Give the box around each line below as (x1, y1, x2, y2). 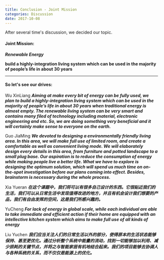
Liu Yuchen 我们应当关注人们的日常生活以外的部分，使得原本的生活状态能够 (5, 231, 156, 237)
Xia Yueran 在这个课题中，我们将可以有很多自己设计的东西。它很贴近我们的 (5, 184, 156, 190)
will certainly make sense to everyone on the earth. (5, 123, 111, 129)
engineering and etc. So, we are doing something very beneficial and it (5, 118, 151, 124)
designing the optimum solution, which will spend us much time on (5, 164, 143, 170)
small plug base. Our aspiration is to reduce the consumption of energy (5, 154, 152, 159)
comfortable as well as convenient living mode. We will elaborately (5, 143, 143, 149)
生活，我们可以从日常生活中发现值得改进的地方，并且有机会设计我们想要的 (5, 190, 154, 196)
